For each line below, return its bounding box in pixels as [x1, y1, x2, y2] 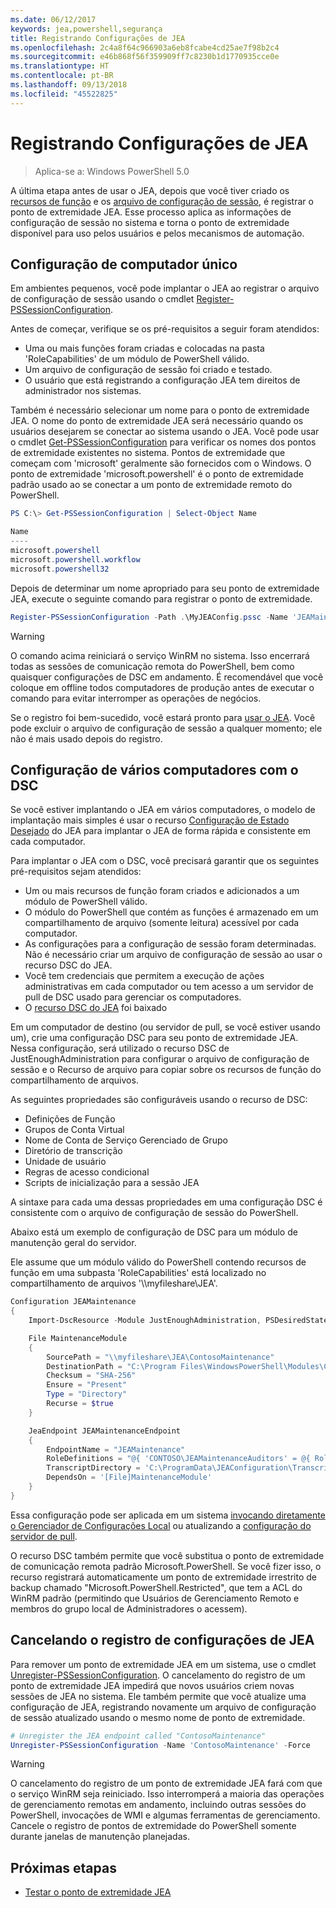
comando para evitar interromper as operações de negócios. [10, 692, 262, 704]
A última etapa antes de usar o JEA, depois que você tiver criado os [10, 184, 290, 196]
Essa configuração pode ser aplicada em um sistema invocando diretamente [10, 1509, 326, 1521]
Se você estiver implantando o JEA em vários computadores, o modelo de [10, 804, 316, 816]
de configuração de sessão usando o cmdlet [10, 293, 195, 305]
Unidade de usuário [24, 1156, 107, 1168]
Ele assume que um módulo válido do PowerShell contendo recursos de [10, 1256, 307, 1268]
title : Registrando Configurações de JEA [10, 33, 186, 43]
